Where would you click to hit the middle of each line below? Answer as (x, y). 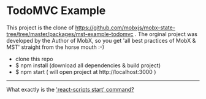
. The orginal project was (166, 34)
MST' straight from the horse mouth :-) (55, 47)
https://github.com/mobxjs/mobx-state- (125, 28)
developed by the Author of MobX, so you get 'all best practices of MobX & (101, 40)
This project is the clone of (40, 28)
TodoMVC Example (56, 11)
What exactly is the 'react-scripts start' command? (70, 89)
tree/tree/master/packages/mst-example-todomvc (70, 34)
